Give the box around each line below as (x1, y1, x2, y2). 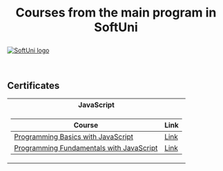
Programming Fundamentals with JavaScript (14, 143, 158, 152)
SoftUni (94, 19, 138, 35)
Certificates (7, 79, 60, 91)
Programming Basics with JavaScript (14, 132, 133, 141)
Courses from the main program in (15, 5, 217, 21)
